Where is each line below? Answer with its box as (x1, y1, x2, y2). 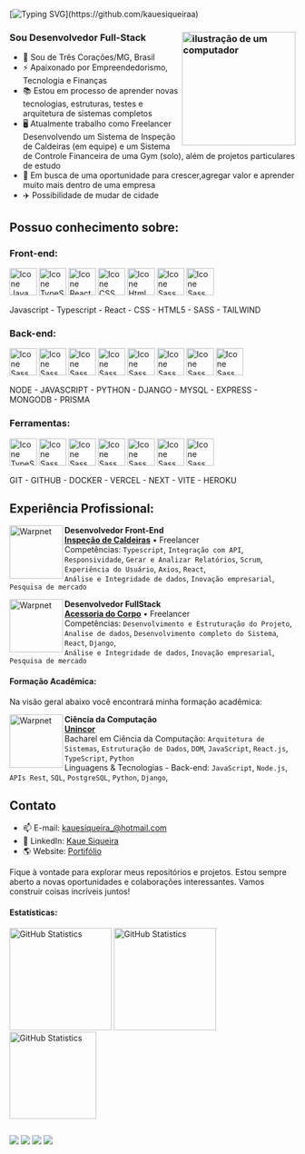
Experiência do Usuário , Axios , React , (64, 563, 207, 574)
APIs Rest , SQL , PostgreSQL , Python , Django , (9, 771, 169, 782)
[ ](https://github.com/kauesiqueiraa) (9, 9, 199, 19)
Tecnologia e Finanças (22, 75, 107, 86)
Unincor (64, 723, 95, 734)
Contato (9, 798, 56, 813)
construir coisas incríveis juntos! (9, 886, 131, 897)
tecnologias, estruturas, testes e (22, 98, 143, 109)
